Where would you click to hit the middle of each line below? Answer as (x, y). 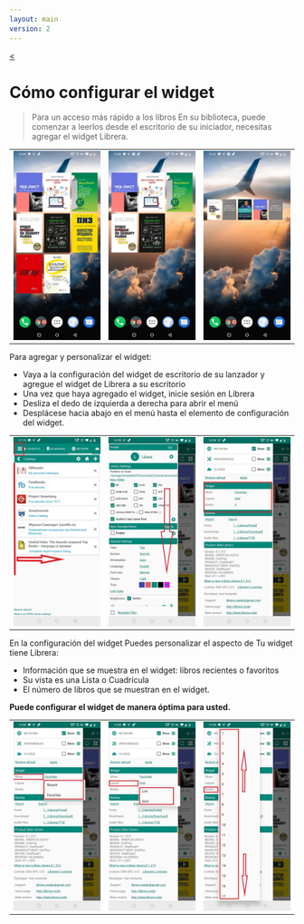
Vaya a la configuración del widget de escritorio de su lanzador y (143, 374)
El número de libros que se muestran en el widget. (116, 690)
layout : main (34, 19)
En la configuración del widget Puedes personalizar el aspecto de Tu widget (151, 643)
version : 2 (30, 29)
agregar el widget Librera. (80, 137)
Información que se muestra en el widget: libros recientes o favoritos (151, 670)
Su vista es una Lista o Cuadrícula (85, 680)
